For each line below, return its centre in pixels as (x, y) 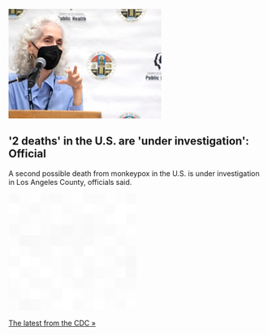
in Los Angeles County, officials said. (70, 182)
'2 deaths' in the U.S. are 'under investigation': (129, 142)
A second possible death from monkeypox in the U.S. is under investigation (134, 173)
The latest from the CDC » (52, 323)
